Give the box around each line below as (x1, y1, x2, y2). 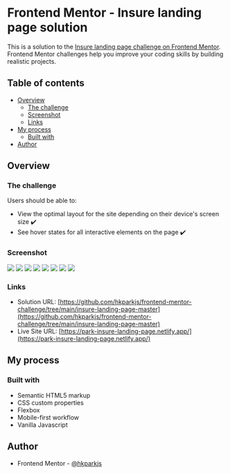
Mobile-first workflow (17, 413, 80, 421)
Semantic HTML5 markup (17, 391, 91, 399)
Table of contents (7, 78, 85, 89)
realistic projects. (7, 57, 57, 65)
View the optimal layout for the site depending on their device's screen (17, 210, 220, 218)
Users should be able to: (7, 196, 78, 205)
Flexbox (17, 405, 40, 414)
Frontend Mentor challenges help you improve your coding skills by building (7, 50, 224, 58)
